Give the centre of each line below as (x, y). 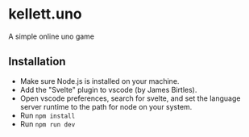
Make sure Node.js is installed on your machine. (100, 81)
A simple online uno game (52, 36)
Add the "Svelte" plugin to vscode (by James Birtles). (108, 89)
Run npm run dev (48, 124)
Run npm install (48, 115)
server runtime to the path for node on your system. (106, 106)
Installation (37, 62)
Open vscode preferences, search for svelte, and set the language (130, 98)
